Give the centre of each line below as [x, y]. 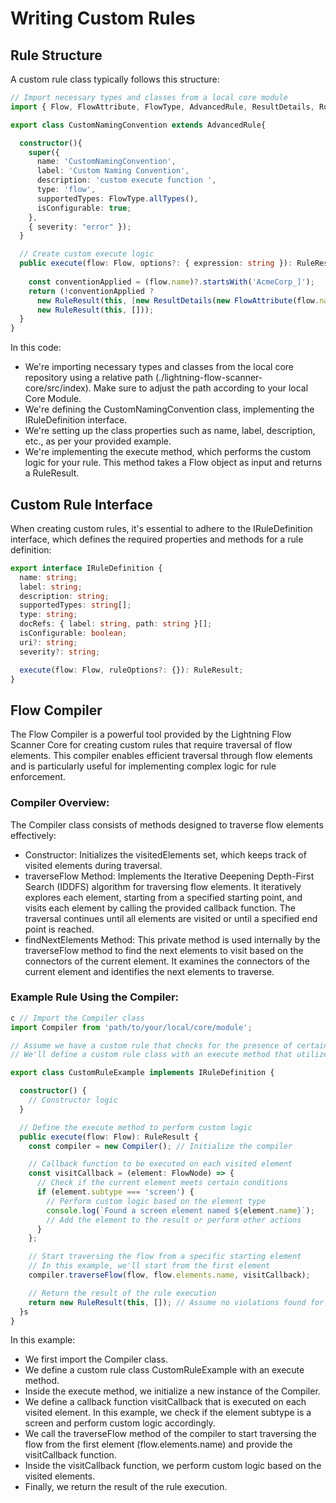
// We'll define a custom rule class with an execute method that [151, 1055]
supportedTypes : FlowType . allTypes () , [117, 198]
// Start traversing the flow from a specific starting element [165, 1257]
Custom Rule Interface [81, 504]
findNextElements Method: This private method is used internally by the [172, 939]
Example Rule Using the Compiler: [95, 997]
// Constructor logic [73, 1100]
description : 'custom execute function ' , [126, 180]
